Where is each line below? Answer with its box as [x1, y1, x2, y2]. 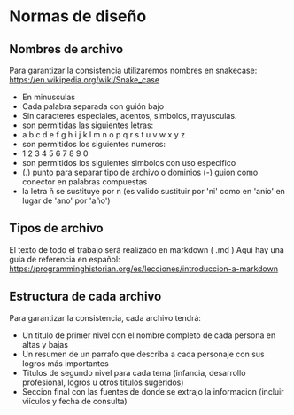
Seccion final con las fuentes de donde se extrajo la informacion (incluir [21, 386, 284, 396]
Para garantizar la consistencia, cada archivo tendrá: [9, 312, 202, 323]
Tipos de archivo [9, 221, 104, 236]
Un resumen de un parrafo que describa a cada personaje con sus [21, 348, 265, 359]
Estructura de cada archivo [9, 289, 162, 304]
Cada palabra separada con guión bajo [21, 101, 165, 112]
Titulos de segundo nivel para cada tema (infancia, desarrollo [21, 367, 246, 378]
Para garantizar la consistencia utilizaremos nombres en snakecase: [9, 65, 258, 75]
